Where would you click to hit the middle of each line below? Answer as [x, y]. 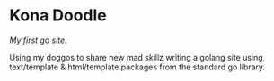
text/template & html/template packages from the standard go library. [137, 67]
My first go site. [38, 40]
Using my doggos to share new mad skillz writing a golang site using [136, 57]
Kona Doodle [58, 16]
